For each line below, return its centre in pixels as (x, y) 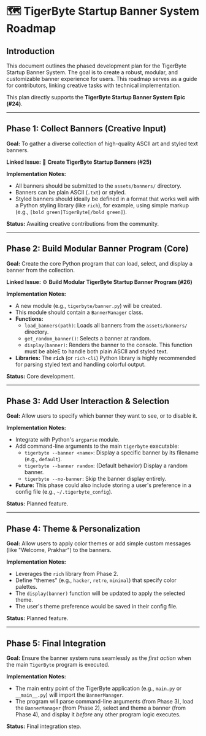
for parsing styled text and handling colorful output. (80, 364)
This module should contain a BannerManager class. (79, 312)
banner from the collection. (41, 270)
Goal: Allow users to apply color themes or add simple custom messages (99, 543)
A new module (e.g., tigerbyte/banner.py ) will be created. (89, 305)
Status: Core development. (41, 376)
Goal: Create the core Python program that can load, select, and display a (100, 263)
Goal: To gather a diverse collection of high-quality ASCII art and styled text (102, 144)
